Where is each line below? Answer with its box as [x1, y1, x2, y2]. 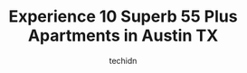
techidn [109, 55, 138, 66]
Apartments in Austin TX [27, 25, 219, 46]
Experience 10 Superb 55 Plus [8, 6, 238, 27]
